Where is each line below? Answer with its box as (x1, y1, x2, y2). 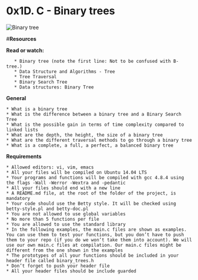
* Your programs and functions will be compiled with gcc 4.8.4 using (6, 174, 184, 180)
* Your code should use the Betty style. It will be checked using (6, 201, 177, 206)
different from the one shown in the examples (6, 247, 123, 253)
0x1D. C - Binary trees (6, 4, 116, 18)
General (6, 94, 27, 101)
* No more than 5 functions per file (6, 216, 100, 222)
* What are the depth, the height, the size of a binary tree (6, 132, 163, 138)
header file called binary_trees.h (6, 257, 94, 263)
